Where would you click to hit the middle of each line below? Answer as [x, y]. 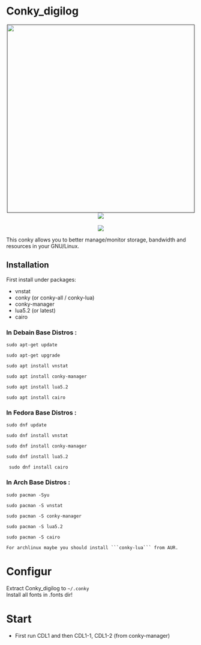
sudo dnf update [26, 425]
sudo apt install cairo [36, 398]
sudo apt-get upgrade [33, 356]
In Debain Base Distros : [41, 332]
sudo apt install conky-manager [46, 377]
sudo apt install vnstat [37, 366]
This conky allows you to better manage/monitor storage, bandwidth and [96, 240]
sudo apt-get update [32, 345]
